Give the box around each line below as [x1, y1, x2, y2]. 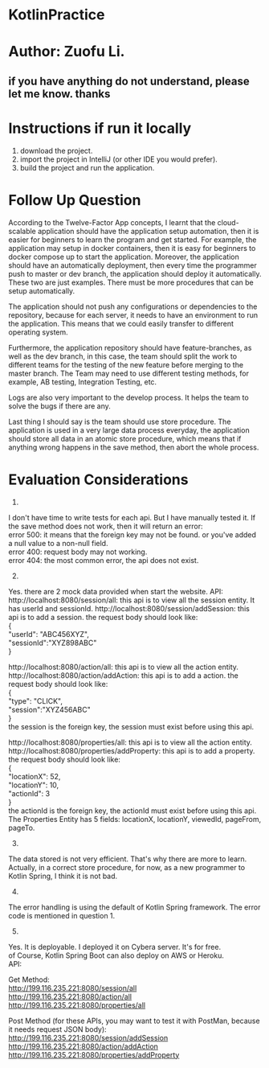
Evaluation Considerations [8, 470, 189, 488]
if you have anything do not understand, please [8, 74, 251, 88]
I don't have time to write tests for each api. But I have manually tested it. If [8, 512, 255, 522]
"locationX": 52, [8, 771, 61, 781]
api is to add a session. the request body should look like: [8, 612, 198, 622]
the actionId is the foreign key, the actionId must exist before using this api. [8, 806, 257, 815]
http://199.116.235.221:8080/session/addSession [8, 1033, 169, 1042]
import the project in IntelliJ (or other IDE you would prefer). [19, 154, 218, 164]
